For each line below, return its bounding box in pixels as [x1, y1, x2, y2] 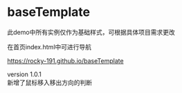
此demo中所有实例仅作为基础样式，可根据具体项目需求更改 [7, 28, 175, 36]
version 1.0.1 [7, 70, 42, 78]
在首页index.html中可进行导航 [7, 42, 92, 51]
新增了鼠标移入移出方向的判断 [7, 78, 92, 87]
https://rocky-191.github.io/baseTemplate [7, 56, 124, 65]
